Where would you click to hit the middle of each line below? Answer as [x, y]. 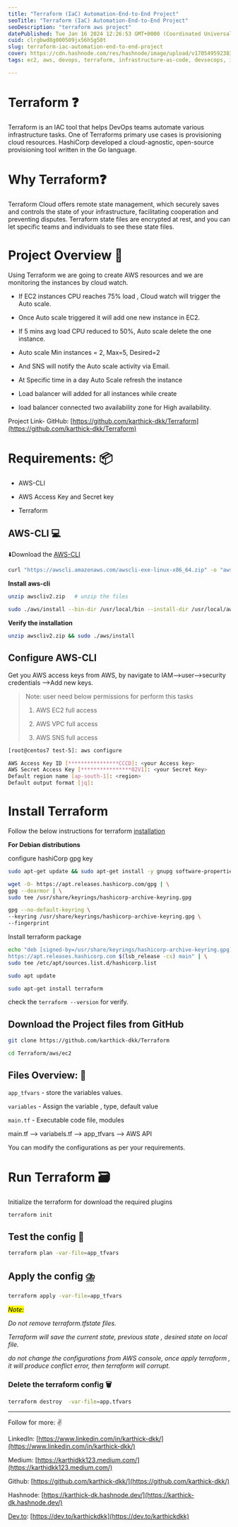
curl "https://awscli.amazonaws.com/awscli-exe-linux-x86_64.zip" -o [113, 570]
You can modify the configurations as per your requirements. [97, 1147]
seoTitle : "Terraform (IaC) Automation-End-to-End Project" [99, 21]
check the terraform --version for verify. [69, 1002]
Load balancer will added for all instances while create [97, 393]
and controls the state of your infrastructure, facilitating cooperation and [113, 211]
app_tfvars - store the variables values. [65, 1092]
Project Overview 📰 [65, 255]
